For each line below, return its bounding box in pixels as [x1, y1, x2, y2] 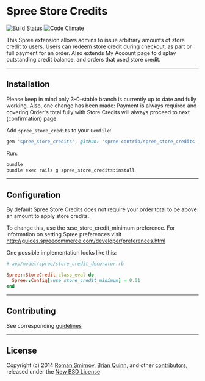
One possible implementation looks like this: [6, 249, 117, 256]
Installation [6, 79, 50, 90]
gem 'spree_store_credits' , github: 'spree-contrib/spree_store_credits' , [6, 139, 201, 145]
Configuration [6, 189, 61, 200]
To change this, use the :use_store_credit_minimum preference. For [6, 224, 176, 231]
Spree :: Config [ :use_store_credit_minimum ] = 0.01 [12, 277, 140, 283]
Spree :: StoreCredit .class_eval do [6, 272, 95, 278]
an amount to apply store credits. [6, 212, 90, 220]
